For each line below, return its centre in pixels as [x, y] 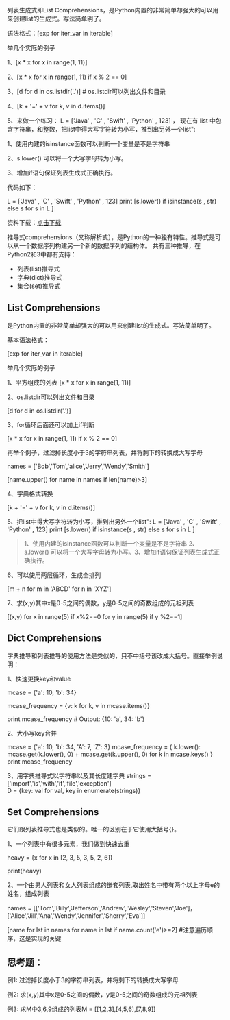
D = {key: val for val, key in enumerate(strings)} [74, 790]
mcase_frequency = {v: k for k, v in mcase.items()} [79, 705]
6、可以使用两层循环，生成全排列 [54, 575]
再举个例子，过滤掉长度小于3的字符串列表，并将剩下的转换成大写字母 [105, 452]
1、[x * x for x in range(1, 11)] [47, 62]
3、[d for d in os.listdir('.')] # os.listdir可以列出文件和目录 [87, 92]
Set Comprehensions [53, 812]
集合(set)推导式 [39, 286]
